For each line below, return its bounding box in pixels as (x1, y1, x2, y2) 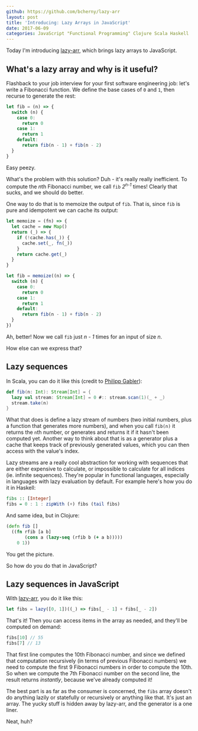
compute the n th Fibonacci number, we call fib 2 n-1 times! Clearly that (6, 182, 177, 190)
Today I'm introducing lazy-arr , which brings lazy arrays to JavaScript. (6, 47, 177, 54)
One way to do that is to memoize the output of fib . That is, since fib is (6, 201, 180, 208)
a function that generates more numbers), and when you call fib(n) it (6, 423, 176, 430)
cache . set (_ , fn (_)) (21, 240, 73, 246)
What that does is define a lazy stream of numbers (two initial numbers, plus (6, 416, 192, 423)
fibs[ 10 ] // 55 (6, 635, 44, 641)
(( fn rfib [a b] (11, 529, 51, 534)
